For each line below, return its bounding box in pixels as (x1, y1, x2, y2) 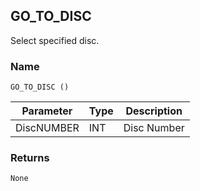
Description (125, 104, 183, 118)
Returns (10, 151, 50, 165)
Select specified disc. (10, 34, 100, 46)
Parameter (21, 104, 73, 118)
